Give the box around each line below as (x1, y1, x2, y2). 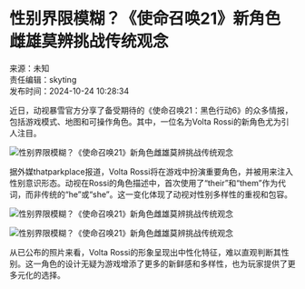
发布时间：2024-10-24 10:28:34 (9, 85, 130, 96)
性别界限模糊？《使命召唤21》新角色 (9, 8, 281, 29)
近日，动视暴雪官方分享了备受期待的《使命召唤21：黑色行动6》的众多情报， (9, 105, 293, 115)
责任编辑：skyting (9, 74, 77, 85)
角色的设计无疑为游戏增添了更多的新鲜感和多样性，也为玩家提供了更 (40, 258, 296, 269)
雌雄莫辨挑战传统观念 (9, 31, 170, 52)
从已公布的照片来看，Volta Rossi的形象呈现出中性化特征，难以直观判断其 (9, 246, 281, 257)
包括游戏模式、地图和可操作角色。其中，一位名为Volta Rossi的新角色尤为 (9, 115, 281, 127)
